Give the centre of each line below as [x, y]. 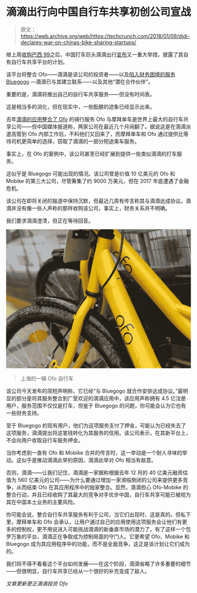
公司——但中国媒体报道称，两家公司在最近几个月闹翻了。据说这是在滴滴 [98, 126]
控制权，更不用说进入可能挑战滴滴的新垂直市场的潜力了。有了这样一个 [101, 529]
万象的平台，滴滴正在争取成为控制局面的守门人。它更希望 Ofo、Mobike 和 [100, 537]
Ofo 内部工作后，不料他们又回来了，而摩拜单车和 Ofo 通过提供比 [106, 134]
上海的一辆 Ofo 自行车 [47, 378]
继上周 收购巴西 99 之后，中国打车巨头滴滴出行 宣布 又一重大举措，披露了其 [95, 54]
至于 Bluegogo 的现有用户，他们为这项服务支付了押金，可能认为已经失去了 [96, 425]
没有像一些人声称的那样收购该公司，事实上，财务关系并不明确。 [93, 208]
